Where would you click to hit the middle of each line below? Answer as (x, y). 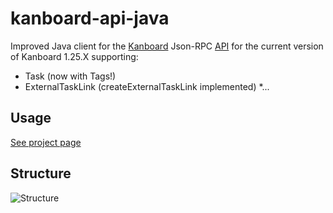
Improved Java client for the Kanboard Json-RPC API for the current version (167, 46)
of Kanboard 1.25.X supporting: (74, 56)
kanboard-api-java (90, 18)
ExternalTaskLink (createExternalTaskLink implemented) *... (147, 86)
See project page (46, 142)
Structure (41, 173)
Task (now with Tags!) (70, 76)
